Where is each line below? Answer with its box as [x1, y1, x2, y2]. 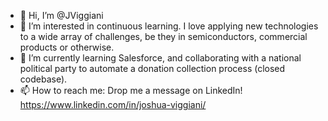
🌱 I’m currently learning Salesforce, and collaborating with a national [19, 52, 302, 64]
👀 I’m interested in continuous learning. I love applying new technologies [19, 20, 319, 32]
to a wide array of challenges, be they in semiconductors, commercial [19, 31, 308, 42]
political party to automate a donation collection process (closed [19, 63, 286, 74]
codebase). [19, 73, 68, 85]
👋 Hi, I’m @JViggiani [19, 10, 104, 21]
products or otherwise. [19, 41, 115, 53]
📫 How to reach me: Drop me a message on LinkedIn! [19, 85, 243, 96]
